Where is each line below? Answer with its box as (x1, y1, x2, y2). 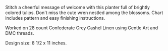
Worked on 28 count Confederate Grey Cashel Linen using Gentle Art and (5, 25, 158, 31)
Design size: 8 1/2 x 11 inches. (5, 40, 67, 46)
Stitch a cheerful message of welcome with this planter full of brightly (5, 5, 150, 10)
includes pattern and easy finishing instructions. (5, 15, 105, 21)
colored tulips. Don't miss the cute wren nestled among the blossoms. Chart (5, 10, 163, 16)
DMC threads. (5, 30, 34, 36)
